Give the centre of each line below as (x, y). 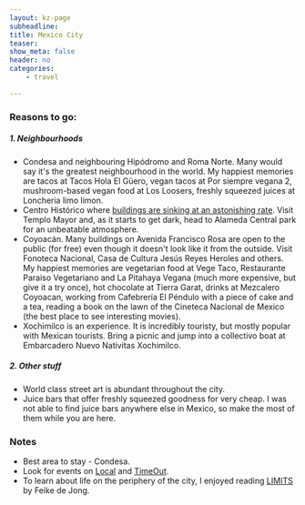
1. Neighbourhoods (46, 138)
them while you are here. (69, 418)
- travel (42, 77)
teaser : (24, 43)
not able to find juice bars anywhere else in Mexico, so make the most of (159, 408)
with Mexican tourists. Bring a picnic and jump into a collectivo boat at (154, 335)
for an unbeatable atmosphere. (81, 229)
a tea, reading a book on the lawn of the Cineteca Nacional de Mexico (153, 307)
